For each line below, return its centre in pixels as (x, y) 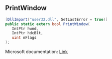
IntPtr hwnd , (25, 29)
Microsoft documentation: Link (37, 52)
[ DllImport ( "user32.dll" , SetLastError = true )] (56, 19)
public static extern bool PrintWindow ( (48, 24)
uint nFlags (24, 38)
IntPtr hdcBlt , (27, 33)
